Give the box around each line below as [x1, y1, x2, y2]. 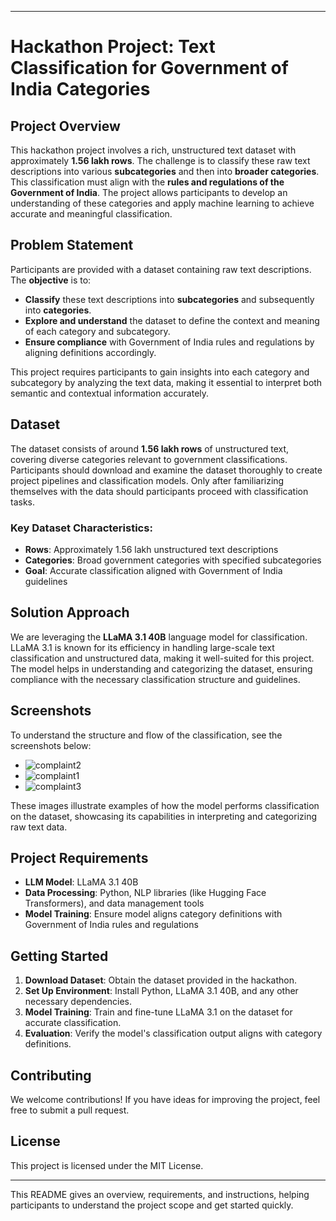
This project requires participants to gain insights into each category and [10, 366, 310, 378]
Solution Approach [10, 604, 130, 621]
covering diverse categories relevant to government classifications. [10, 453, 288, 465]
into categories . [24, 304, 92, 316]
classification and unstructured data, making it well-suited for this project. [10, 652, 315, 664]
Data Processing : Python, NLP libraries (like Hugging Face [24, 887, 267, 899]
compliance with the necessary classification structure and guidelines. [10, 673, 301, 685]
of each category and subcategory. [24, 325, 171, 337]
